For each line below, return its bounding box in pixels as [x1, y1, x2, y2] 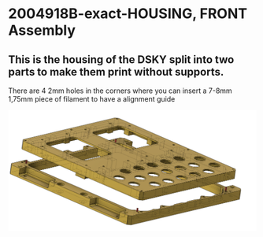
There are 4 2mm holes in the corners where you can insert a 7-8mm [8, 86, 232, 95]
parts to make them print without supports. [8, 65, 224, 79]
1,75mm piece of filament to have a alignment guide [8, 94, 176, 103]
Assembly [8, 21, 76, 39]
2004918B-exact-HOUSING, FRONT [8, 5, 248, 23]
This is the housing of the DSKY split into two [8, 53, 235, 66]
